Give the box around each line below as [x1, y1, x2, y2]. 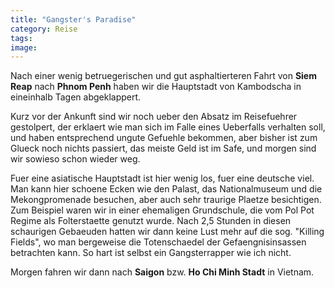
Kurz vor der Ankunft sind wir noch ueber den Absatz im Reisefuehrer [10, 111, 298, 123]
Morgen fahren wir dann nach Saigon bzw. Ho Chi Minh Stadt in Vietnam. [10, 266, 315, 278]
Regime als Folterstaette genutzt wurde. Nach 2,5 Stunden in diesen [10, 215, 292, 227]
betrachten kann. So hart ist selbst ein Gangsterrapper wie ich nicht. [10, 247, 292, 259]
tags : [10, 33, 33, 43]
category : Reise [10, 24, 78, 34]
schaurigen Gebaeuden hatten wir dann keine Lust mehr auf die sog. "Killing [10, 226, 325, 238]
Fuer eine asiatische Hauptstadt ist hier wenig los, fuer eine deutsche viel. [10, 172, 315, 185]
